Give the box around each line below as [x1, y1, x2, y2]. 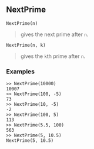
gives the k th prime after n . [20, 53, 86, 60]
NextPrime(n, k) [6, 42, 46, 48]
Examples [6, 67, 35, 76]
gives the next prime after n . [20, 31, 89, 38]
